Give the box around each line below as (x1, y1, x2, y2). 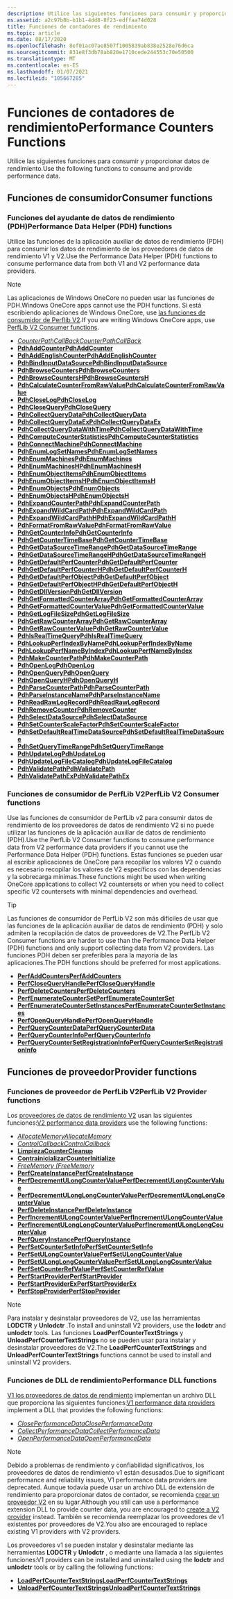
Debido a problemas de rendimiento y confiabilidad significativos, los (7, 1461, 205, 1469)
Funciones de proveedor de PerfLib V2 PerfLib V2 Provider (7, 1087, 207, 1096)
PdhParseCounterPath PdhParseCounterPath (17, 683, 150, 692)
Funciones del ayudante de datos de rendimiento (7, 212, 175, 222)
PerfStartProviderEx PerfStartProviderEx (17, 1279, 137, 1288)
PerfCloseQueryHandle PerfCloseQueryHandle (17, 980, 155, 988)
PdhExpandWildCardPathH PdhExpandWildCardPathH (17, 514, 177, 521)
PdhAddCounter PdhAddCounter (17, 344, 113, 352)
